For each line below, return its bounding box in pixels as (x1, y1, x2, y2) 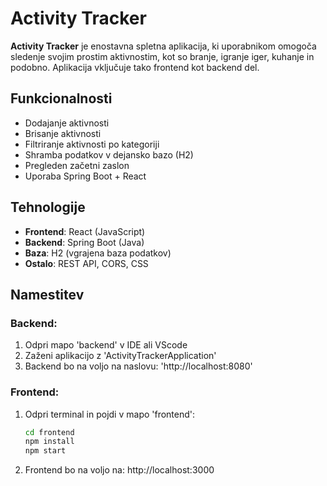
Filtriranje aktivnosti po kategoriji (24, 138, 160, 150)
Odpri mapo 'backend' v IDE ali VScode (24, 339, 188, 351)
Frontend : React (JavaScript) (24, 225, 146, 237)
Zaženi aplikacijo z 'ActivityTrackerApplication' (24, 350, 217, 362)
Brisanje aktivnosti (24, 127, 102, 139)
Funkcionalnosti (10, 90, 113, 107)
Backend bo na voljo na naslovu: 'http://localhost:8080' (24, 360, 253, 372)
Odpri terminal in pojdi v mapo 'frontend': (24, 408, 196, 420)
